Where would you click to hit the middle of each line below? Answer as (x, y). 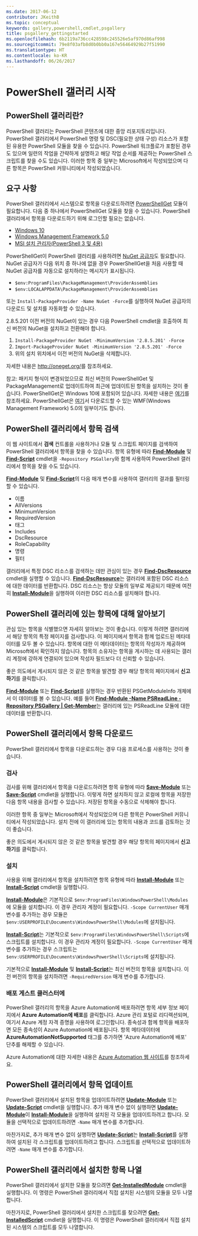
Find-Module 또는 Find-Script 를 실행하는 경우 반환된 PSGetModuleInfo (91, 691)
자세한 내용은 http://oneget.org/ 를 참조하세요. (59, 366)
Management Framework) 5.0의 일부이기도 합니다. (66, 408)
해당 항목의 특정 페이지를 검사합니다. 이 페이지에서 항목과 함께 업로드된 (93, 636)
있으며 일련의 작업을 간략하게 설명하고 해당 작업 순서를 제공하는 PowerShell (99, 153)
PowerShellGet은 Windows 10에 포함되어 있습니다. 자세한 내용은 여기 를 (106, 393)
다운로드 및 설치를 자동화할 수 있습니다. (51, 308)
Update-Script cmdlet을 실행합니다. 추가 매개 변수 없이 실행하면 (81, 1107)
